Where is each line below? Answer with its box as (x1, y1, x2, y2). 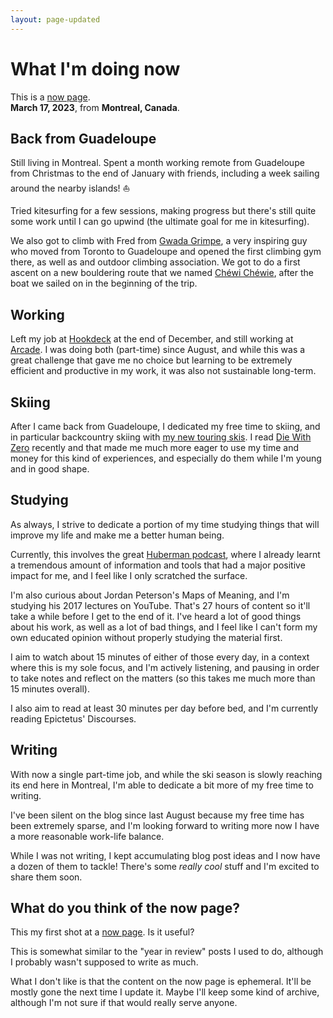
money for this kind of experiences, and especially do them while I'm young (10, 452, 322, 464)
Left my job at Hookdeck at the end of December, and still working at (10, 333, 294, 345)
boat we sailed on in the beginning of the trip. (10, 277, 198, 290)
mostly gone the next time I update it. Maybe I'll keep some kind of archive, (10, 986, 320, 998)
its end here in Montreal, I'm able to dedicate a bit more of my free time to (10, 779, 314, 791)
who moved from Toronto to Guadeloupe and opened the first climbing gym (10, 246, 322, 258)
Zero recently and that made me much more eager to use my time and (10, 442, 299, 453)
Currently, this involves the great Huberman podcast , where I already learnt (10, 548, 321, 560)
